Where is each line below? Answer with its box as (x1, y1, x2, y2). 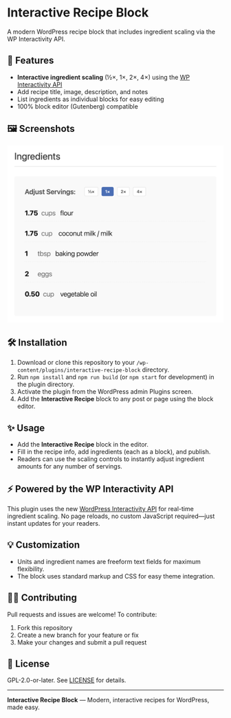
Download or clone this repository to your (16, 359, 135, 367)
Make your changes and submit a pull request (16, 638, 147, 647)
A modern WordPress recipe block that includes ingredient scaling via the (7, 27, 215, 36)
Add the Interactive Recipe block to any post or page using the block (16, 395, 214, 403)
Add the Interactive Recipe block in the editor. (16, 440, 149, 449)
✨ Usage (7, 422, 45, 434)
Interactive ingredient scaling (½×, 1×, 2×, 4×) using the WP (16, 73, 190, 81)
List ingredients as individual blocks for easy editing (16, 95, 164, 103)
